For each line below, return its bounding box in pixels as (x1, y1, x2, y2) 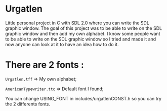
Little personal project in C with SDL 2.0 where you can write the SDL (5, 20, 149, 26)
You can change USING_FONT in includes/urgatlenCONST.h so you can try (5, 95, 162, 101)
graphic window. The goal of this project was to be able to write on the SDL (5, 25, 162, 31)
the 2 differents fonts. (5, 101, 51, 107)
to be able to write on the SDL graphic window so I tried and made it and (5, 36, 156, 42)
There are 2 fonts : (5, 59, 85, 71)
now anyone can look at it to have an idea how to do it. (5, 41, 119, 47)
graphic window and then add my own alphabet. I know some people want (5, 30, 160, 36)
